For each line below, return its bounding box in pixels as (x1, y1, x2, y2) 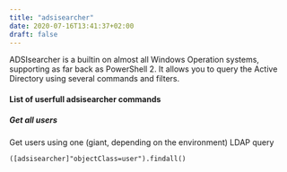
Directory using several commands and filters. (9, 73, 180, 84)
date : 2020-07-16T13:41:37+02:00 (9, 21, 135, 30)
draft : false (9, 30, 58, 39)
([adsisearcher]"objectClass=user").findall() (9, 154, 187, 163)
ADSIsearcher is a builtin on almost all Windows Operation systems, (9, 55, 260, 65)
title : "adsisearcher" (9, 13, 94, 22)
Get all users (9, 114, 58, 125)
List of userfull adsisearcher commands (9, 93, 161, 104)
